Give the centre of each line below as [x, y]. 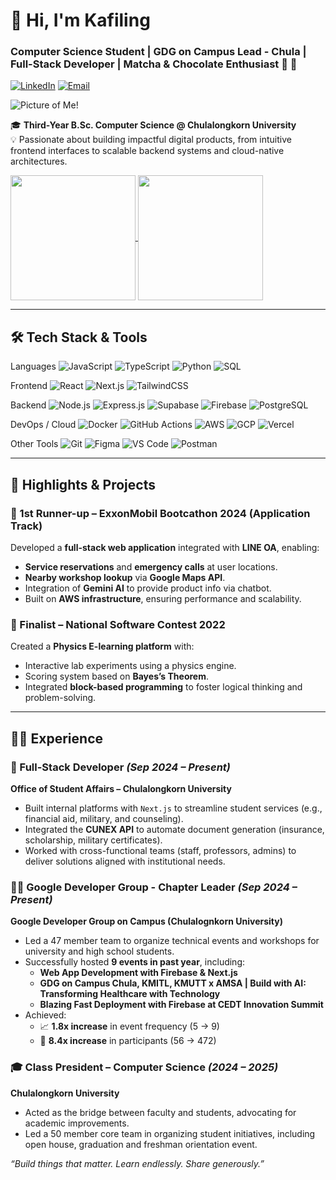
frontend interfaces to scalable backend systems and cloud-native [147, 151]
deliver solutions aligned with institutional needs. [125, 861]
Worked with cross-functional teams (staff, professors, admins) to [160, 850]
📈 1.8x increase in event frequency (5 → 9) [129, 1026]
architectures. [39, 161]
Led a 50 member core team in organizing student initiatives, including [170, 1133]
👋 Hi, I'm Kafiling [80, 20]
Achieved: [45, 1015]
